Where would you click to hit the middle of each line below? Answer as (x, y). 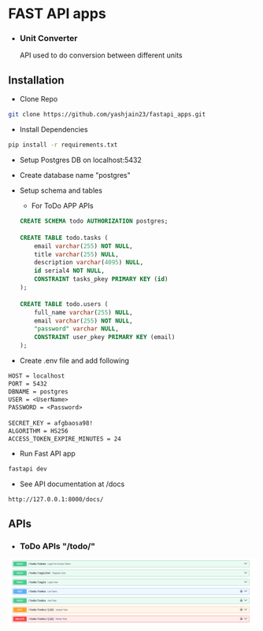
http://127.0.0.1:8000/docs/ (56, 499)
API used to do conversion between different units (101, 55)
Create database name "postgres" (75, 175)
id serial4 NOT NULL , (69, 271)
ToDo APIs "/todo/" (57, 546)
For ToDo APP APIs (62, 206)
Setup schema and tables (61, 190)
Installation (36, 80)
